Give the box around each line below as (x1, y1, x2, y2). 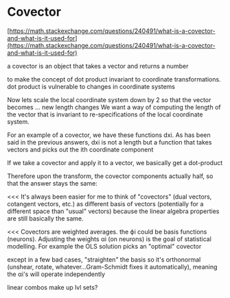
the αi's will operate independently (7, 270, 105, 278)
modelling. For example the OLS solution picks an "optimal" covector (7, 242, 202, 250)
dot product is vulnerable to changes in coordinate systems (7, 82, 175, 90)
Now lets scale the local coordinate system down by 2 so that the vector (7, 95, 211, 103)
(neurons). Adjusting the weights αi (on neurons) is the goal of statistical (7, 234, 211, 243)
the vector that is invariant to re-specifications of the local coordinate (7, 110, 203, 119)
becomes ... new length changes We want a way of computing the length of (7, 103, 221, 111)
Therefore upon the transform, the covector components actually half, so (7, 172, 214, 180)
